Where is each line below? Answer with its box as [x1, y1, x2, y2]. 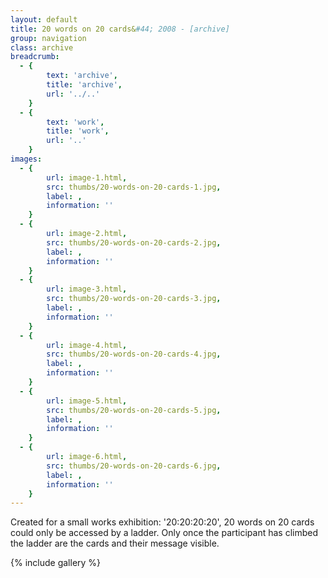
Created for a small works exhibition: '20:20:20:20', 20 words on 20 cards [10, 516, 315, 528]
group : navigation [10, 33, 87, 43]
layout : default [10, 14, 78, 25]
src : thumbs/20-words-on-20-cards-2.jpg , [46, 237, 222, 248]
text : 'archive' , [46, 71, 118, 81]
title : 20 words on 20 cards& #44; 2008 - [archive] [10, 24, 230, 34]
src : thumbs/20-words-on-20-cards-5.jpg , [46, 405, 222, 415]
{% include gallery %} [10, 557, 102, 569]
